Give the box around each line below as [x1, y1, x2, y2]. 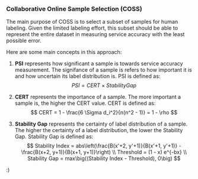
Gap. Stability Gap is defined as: [14, 133, 94, 140]
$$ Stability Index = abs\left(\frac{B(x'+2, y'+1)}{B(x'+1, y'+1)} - [26, 142, 182, 149]
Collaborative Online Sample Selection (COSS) [6, 5, 142, 13]
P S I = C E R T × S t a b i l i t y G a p [71, 82, 137, 89]
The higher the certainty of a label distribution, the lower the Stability [14, 127, 183, 134]
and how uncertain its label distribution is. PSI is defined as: [14, 73, 161, 80]
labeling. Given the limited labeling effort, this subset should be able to [6, 24, 178, 31]
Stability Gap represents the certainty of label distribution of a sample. [14, 120, 188, 127]
